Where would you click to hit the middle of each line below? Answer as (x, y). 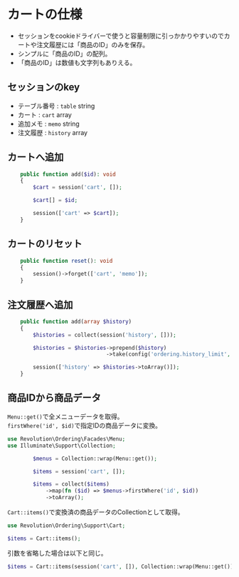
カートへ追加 (36, 157)
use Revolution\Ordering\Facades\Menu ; (67, 439)
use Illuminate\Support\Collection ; (62, 446)
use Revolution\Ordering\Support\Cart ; (67, 526)
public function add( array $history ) (76, 321)
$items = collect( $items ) (71, 484)
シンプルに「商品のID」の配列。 (64, 54)
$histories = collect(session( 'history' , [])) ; (105, 335)
